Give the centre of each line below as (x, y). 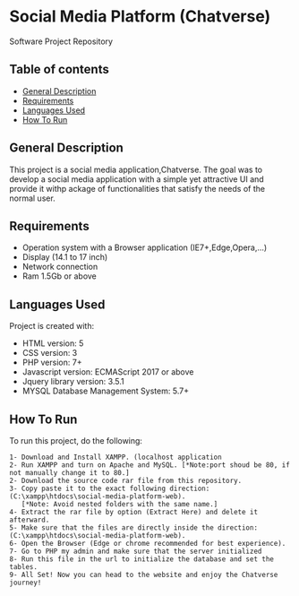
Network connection (60, 267)
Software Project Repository (61, 41)
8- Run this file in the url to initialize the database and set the (142, 559)
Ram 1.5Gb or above (59, 276)
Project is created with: (52, 326)
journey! (26, 583)
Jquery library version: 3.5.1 (73, 382)
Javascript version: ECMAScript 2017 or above (108, 372)
